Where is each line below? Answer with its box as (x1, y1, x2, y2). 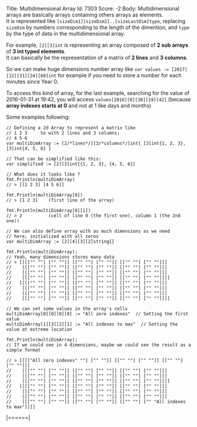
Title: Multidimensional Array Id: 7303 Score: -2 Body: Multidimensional (6, 5, 180, 12)
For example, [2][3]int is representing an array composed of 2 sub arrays (6, 41, 189, 48)
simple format (6, 347, 41, 353)
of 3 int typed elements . (6, 48, 66, 55)
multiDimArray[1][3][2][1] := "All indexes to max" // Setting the (6, 321, 178, 327)
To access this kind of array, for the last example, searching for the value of (6, 90, 190, 96)
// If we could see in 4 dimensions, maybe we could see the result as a (6, 342, 192, 348)
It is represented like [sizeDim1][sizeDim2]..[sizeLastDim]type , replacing (6, 18, 186, 24)
